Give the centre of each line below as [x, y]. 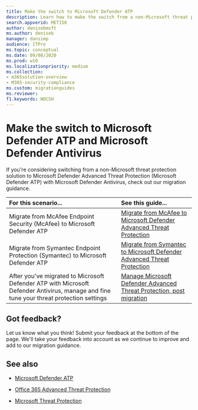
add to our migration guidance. [44, 345]
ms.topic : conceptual [33, 50]
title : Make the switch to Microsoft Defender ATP [70, 11]
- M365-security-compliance [41, 83]
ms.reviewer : [22, 94]
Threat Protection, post [153, 291]
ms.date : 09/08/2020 [32, 55]
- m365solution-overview [37, 77]
